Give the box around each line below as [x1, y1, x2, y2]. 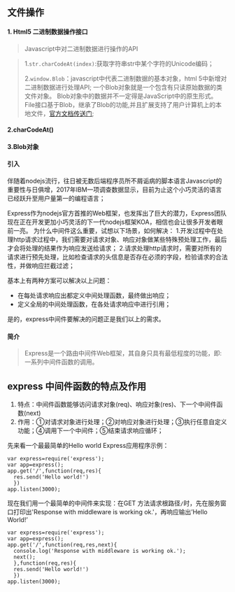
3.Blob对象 [7, 142, 39, 150]
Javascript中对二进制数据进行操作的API [24, 44, 138, 52]
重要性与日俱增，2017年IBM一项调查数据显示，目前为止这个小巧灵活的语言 [7, 185, 222, 194]
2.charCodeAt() [7, 125, 54, 134]
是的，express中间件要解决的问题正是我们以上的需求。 [7, 314, 166, 323]
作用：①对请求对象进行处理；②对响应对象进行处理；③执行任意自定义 [17, 418, 227, 425]
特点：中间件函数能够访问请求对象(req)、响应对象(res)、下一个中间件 [17, 400, 217, 408]
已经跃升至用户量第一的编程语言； [7, 194, 106, 202]
